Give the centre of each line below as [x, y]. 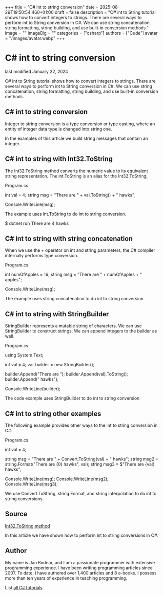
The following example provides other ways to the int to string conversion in [81, 425]
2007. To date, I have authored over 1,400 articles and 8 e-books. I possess [81, 573]
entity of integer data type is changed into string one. [59, 129]
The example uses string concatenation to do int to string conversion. [75, 299]
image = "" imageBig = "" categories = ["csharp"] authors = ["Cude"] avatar [81, 33]
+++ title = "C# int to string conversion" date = [52, 7]
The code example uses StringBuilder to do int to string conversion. [73, 398]
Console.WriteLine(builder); [33, 389]
